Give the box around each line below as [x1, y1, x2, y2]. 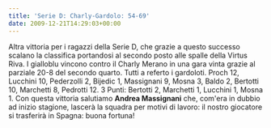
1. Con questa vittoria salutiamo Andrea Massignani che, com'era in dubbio [8, 93, 260, 103]
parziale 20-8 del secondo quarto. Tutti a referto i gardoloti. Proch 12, [8, 67, 240, 77]
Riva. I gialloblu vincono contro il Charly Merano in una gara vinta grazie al [8, 58, 256, 69]
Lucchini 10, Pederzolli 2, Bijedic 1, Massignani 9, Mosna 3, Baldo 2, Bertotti [8, 76, 259, 86]
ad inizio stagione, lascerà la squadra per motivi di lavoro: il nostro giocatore [8, 102, 263, 112]
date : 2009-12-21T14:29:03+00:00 [8, 19, 121, 28]
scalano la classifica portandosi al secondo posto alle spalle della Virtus [8, 50, 248, 60]
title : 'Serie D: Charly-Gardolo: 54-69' [8, 11, 150, 20]
